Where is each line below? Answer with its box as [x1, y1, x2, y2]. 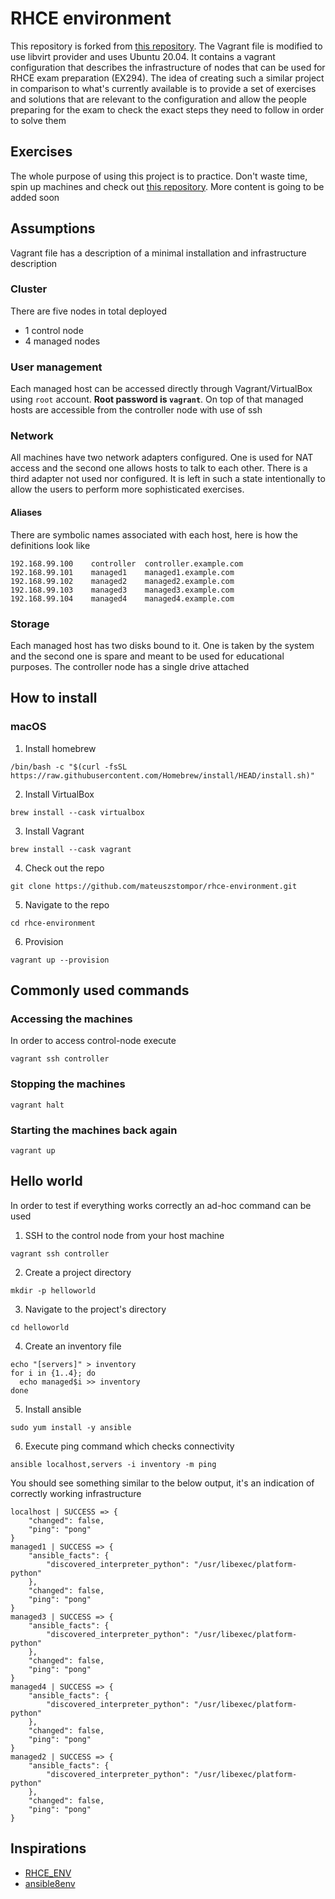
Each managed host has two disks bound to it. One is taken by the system [10, 639, 315, 651]
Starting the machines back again [10, 1123, 178, 1137]
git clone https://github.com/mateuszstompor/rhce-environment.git [10, 881, 298, 891]
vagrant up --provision [10, 955, 110, 965]
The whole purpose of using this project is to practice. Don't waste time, [10, 170, 308, 182]
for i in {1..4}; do [10, 1368, 97, 1378]
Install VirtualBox [24, 788, 95, 800]
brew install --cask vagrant [10, 844, 132, 854]
